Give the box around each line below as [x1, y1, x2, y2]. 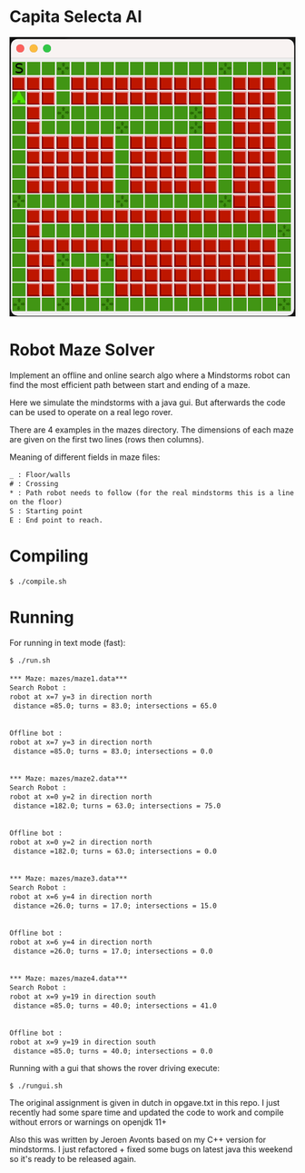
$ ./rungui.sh [9, 1081, 64, 1090]
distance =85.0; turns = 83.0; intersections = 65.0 [13, 701, 218, 711]
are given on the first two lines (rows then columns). [9, 434, 204, 445]
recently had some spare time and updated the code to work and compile [9, 1107, 284, 1118]
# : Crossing [9, 480, 59, 489]
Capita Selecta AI [9, 6, 143, 27]
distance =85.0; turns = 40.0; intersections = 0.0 [13, 1047, 213, 1056]
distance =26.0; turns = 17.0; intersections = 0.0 [13, 947, 213, 956]
